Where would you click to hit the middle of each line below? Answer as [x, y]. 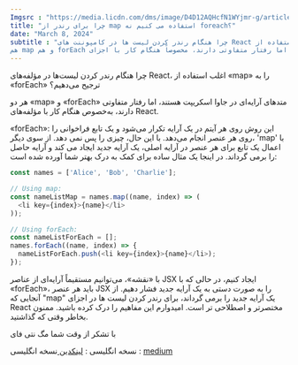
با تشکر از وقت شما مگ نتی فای [63, 333]
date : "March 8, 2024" [52, 34]
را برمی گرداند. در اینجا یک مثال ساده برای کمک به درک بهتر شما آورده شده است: [144, 156]
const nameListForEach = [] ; [64, 238]
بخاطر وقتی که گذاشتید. [49, 316]
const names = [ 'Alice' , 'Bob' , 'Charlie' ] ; [93, 173]
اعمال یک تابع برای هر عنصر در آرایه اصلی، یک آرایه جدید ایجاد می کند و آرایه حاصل [145, 148]
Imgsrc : [26, 17]
